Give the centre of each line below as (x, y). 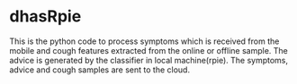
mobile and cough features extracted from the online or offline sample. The (148, 50)
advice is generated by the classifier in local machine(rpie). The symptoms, (149, 60)
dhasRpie (45, 17)
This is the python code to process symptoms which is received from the (144, 41)
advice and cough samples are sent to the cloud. (100, 70)
